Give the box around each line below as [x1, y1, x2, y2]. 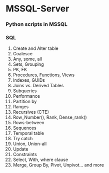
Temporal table [12, 130, 44, 136]
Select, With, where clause [12, 157, 68, 163]
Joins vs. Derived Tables [12, 83, 64, 89]
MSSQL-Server [5, 3, 69, 14]
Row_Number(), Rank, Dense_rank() [12, 114, 87, 120]
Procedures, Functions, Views [12, 72, 74, 78]
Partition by [12, 98, 37, 105]
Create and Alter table [12, 45, 59, 51]
